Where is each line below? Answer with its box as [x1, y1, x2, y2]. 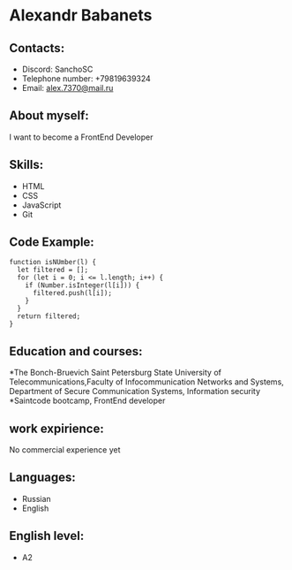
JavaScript [21, 200, 62, 210]
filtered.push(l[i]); [32, 289, 113, 298]
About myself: [9, 108, 90, 124]
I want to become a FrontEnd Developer [9, 132, 153, 142]
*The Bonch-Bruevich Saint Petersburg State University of [9, 368, 222, 378]
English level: [9, 528, 85, 543]
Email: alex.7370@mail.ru [21, 83, 114, 93]
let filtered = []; [17, 266, 89, 275]
